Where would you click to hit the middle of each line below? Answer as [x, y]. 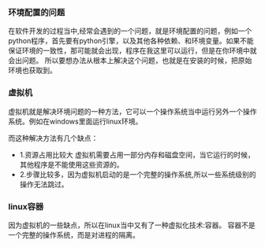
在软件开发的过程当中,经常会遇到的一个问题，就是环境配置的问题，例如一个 [130, 31]
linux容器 [26, 206]
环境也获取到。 [32, 70]
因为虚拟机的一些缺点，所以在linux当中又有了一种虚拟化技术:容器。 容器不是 [132, 225]
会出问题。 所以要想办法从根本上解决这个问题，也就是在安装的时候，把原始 [130, 61]
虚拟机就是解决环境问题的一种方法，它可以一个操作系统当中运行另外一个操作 [132, 111]
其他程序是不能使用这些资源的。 [71, 164]
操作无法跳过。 [44, 184]
